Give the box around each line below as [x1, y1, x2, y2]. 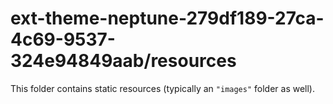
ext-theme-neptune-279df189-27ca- [10, 7, 325, 30]
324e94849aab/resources [10, 50, 237, 72]
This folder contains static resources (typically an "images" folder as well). [10, 82, 316, 94]
